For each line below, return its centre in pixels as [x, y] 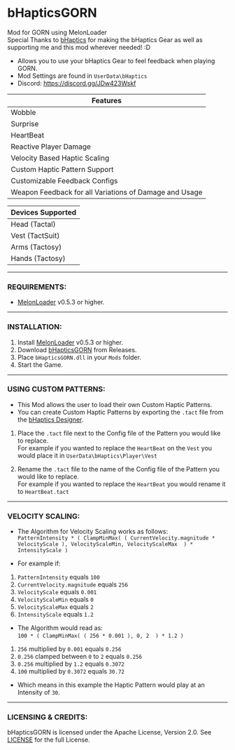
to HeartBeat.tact [43, 491]
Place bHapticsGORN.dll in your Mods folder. [79, 357]
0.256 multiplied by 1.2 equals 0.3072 [71, 664]
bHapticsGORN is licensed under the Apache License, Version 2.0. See [109, 732]
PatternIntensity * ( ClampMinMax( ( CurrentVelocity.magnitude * [116, 538]
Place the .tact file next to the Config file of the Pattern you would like [119, 433]
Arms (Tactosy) [36, 247]
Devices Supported [44, 212]
